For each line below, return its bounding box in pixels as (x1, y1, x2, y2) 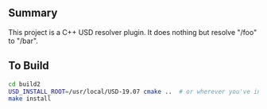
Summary (8, 6, 58, 20)
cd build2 (8, 80, 41, 88)
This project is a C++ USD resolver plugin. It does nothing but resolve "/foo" (8, 27, 257, 37)
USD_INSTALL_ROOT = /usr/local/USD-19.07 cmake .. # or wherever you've (8, 88, 250, 95)
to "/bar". (8, 36, 38, 45)
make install (8, 95, 52, 103)
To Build (8, 59, 49, 72)
